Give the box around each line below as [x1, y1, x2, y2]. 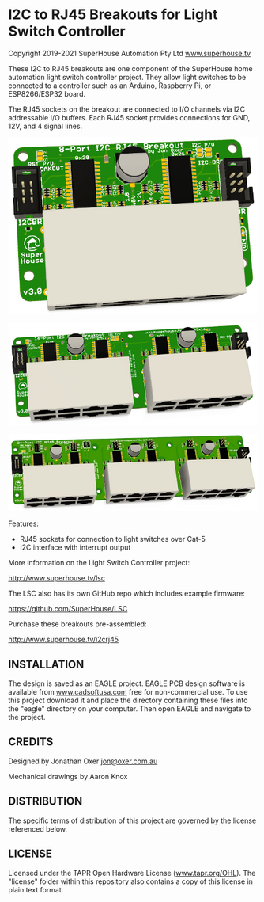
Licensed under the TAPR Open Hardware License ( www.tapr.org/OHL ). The [8, 868, 256, 877]
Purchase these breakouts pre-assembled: [8, 619, 147, 629]
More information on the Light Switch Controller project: [8, 558, 190, 568]
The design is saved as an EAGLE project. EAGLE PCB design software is [8, 679, 245, 688]
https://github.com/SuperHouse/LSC [8, 604, 128, 614]
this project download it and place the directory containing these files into [8, 695, 248, 706]
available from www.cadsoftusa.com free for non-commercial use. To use [8, 687, 248, 697]
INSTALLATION [8, 657, 85, 671]
